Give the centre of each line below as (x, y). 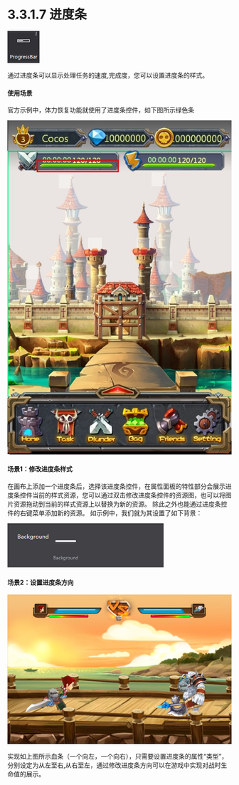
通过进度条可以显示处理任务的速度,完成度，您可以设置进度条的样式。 (108, 75)
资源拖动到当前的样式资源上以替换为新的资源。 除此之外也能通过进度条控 (120, 504)
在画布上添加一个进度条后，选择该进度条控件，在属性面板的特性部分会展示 (116, 486)
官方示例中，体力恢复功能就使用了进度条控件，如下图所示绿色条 (101, 110)
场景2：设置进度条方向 (41, 582)
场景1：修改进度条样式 (40, 469)
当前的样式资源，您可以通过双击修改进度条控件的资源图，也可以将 (128, 495)
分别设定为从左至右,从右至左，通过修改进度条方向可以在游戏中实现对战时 (115, 765)
